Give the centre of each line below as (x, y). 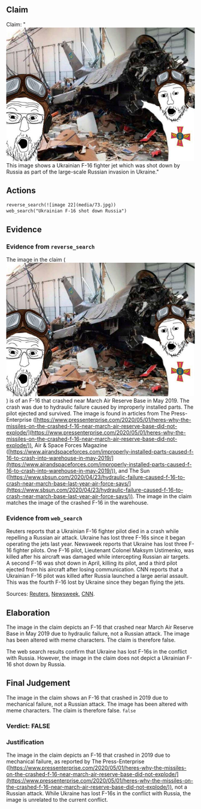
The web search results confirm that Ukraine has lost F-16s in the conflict (97, 651)
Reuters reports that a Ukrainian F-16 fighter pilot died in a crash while (93, 531)
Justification (25, 742)
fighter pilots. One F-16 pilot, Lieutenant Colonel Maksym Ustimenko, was (103, 550)
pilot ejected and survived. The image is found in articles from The (88, 413)
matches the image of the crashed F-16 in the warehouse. (77, 502)
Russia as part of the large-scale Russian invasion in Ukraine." (83, 172)
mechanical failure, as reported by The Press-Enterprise (75, 761)
